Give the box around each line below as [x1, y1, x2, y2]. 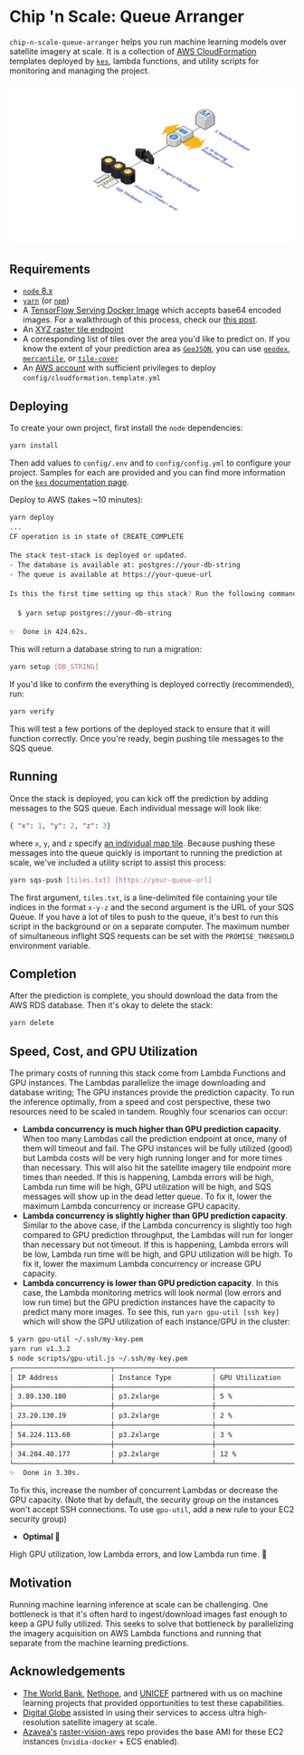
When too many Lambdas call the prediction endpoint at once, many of [22, 1134, 288, 1145]
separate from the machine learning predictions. [9, 1637, 190, 1649]
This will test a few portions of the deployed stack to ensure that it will [9, 724, 271, 734]
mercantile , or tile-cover [22, 353, 119, 364]
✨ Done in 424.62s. [9, 628, 89, 637]
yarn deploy [9, 513, 54, 522]
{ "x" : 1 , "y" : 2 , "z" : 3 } [9, 821, 111, 830]
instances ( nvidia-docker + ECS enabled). [22, 1736, 180, 1747]
